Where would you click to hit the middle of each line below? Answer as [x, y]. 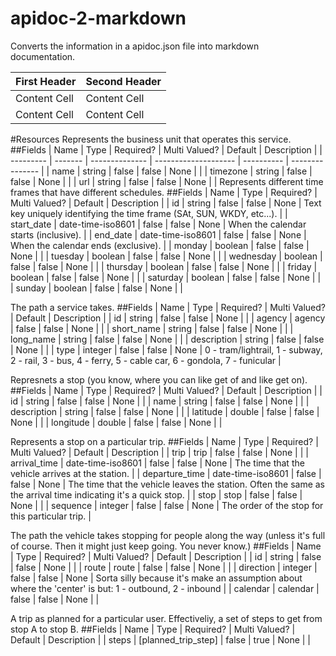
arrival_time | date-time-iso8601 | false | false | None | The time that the [157, 463]
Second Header [123, 81]
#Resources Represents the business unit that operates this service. [151, 139]
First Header [46, 81]
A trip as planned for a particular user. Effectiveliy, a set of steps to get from [166, 618]
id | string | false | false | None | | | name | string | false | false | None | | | [160, 401]
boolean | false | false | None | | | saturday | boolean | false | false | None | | [166, 277]
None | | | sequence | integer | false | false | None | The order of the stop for [167, 505]
